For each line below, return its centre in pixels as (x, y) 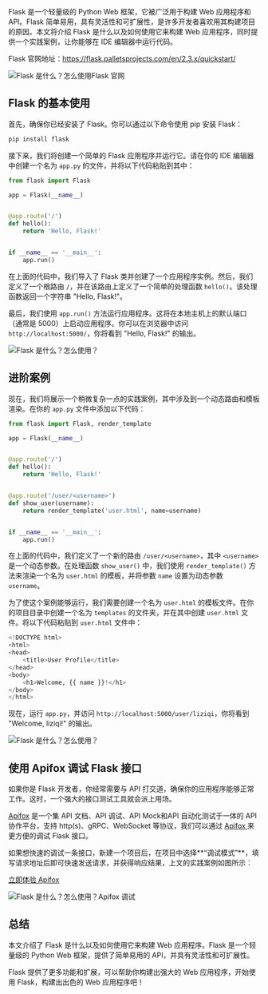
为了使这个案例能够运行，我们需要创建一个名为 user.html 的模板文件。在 (128, 602)
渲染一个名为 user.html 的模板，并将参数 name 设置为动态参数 (122, 576)
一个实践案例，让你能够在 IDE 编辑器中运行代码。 (96, 42)
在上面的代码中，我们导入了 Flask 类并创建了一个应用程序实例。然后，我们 (131, 276)
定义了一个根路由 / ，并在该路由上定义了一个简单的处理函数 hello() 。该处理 (133, 286)
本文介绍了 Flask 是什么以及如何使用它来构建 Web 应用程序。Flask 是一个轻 (132, 944)
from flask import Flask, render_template (80, 423)
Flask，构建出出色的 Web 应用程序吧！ (81, 982)
